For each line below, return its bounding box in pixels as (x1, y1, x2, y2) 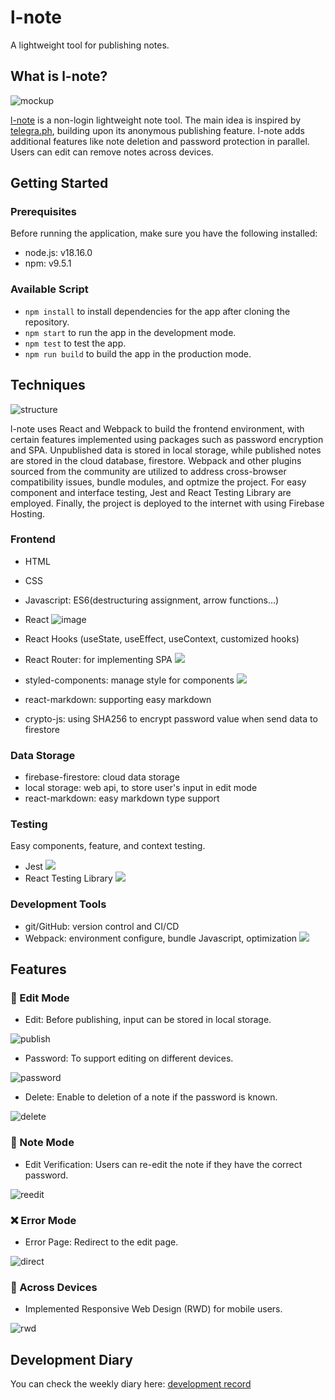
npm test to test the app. (24, 337, 127, 349)
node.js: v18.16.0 (24, 247, 93, 259)
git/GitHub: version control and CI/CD (24, 920, 180, 932)
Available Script (10, 282, 89, 296)
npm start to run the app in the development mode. (24, 326, 237, 338)
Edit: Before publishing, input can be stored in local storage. (24, 1014, 272, 1026)
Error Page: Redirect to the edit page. (24, 1236, 179, 1248)
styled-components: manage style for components (24, 674, 235, 686)
